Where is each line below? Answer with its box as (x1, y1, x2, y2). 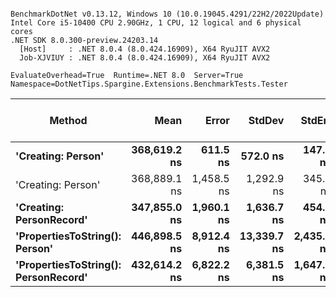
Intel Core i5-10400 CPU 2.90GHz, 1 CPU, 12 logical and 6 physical (10, 18, 302, 28)
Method (49, 114, 88, 127)
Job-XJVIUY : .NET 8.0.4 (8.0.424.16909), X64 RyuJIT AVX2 (19, 53, 271, 63)
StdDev (248, 114, 285, 127)
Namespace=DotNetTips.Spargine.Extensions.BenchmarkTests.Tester (10, 79, 288, 89)
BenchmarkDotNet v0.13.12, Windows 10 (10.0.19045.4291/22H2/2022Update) (10, 9, 325, 19)
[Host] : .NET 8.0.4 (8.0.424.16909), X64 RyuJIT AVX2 (19, 44, 271, 54)
